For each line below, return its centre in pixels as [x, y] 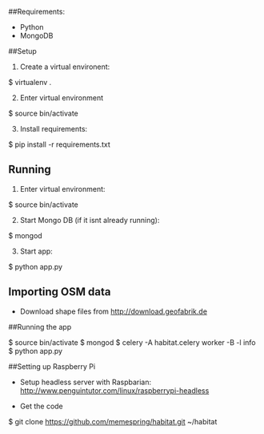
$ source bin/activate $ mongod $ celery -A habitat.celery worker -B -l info [132, 342]
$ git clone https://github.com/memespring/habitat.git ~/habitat [113, 421]
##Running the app [40, 327]
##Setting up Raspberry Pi [52, 366]
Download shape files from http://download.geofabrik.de [114, 311]
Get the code [42, 406]
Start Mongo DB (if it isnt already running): [90, 220]
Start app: [36, 251]
